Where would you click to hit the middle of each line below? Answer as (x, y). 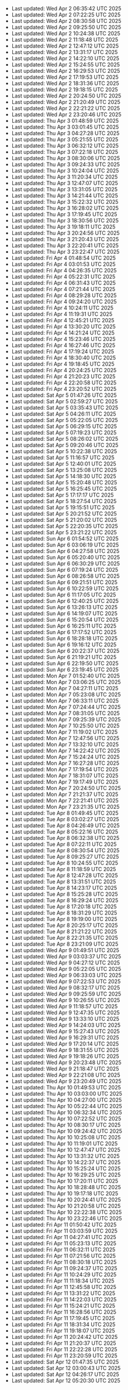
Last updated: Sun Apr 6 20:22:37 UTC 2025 (65, 651)
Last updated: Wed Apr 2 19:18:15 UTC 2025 (65, 90)
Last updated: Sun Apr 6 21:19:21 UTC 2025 (64, 657)
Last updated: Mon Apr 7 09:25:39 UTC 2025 (66, 719)
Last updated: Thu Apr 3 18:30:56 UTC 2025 (65, 220)
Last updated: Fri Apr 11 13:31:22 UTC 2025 (63, 1293)
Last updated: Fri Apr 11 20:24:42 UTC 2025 (65, 1337)
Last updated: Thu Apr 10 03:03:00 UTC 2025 (67, 1094)
